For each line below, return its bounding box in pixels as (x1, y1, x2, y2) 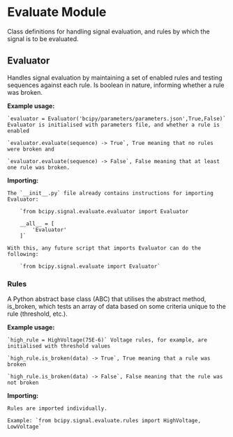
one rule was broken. (7, 164, 70, 171)
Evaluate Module (7, 4, 107, 20)
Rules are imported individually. (7, 405, 108, 412)
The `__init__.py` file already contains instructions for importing (7, 190, 214, 197)
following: (7, 250, 39, 258)
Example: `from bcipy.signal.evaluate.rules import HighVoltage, (7, 417, 201, 424)
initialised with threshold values (7, 343, 111, 350)
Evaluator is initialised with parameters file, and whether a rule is (7, 121, 220, 128)
